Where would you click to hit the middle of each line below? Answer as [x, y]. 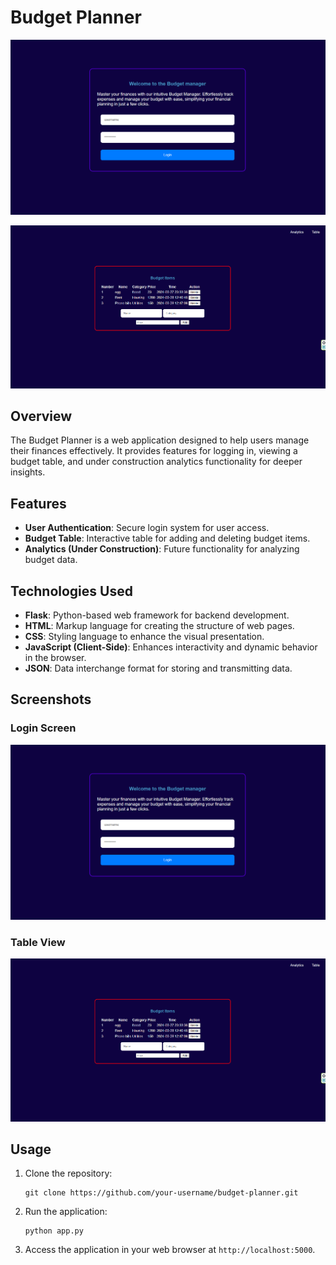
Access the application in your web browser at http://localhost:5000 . [170, 1250]
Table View [38, 942]
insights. [28, 472]
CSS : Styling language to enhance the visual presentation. [144, 637]
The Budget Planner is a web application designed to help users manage [160, 440]
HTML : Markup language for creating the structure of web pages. [159, 626]
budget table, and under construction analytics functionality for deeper [156, 462]
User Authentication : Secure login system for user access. [147, 528]
